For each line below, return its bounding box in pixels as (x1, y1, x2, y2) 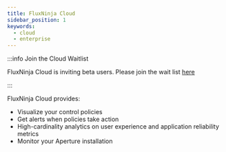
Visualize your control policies (17, 108, 103, 116)
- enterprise (13, 36, 51, 43)
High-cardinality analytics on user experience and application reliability (17, 122, 219, 131)
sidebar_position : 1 (7, 17, 67, 23)
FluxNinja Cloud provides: (7, 94, 81, 103)
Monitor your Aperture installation (17, 137, 113, 145)
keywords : (7, 23, 36, 30)
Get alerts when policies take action (17, 115, 119, 124)
